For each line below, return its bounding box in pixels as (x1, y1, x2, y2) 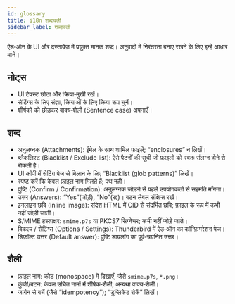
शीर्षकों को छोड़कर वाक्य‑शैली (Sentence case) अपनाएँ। (17, 106, 153, 115)
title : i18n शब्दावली (7, 17, 61, 24)
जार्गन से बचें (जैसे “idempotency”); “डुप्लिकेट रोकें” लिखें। (17, 288, 159, 296)
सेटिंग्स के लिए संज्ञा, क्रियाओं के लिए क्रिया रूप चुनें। (17, 98, 134, 106)
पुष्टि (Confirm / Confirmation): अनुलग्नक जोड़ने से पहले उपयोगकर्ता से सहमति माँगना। (17, 185, 226, 194)
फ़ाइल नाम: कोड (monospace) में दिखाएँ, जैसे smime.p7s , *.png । (17, 272, 180, 280)
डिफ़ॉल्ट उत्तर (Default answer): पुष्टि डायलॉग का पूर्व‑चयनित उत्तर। (17, 233, 179, 241)
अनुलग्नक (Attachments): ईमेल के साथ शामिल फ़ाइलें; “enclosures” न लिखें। (17, 146, 207, 153)
